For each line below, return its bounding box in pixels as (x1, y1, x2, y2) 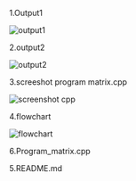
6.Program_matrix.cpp (9, 146, 91, 156)
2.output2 (9, 42, 45, 53)
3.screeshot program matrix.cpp (9, 77, 127, 87)
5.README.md (9, 163, 63, 173)
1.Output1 (9, 8, 43, 18)
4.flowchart (9, 111, 52, 121)
